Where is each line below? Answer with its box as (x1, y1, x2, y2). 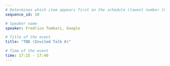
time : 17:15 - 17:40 (5, 53, 49, 58)
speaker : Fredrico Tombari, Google (5, 25, 80, 30)
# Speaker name (5, 21, 37, 26)
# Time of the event (5, 48, 49, 53)
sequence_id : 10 (5, 12, 39, 17)
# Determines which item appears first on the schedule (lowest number (5, 7, 159, 12)
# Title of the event (5, 34, 51, 40)
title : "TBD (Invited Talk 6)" (5, 39, 71, 44)
